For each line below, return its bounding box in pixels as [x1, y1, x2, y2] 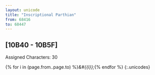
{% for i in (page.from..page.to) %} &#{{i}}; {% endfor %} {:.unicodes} [5, 64, 150, 70]
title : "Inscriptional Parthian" [5, 12, 76, 17]
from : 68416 [5, 17, 31, 22]
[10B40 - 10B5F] [5, 40, 58, 49]
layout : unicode [5, 7, 40, 13]
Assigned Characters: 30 [5, 54, 58, 60]
